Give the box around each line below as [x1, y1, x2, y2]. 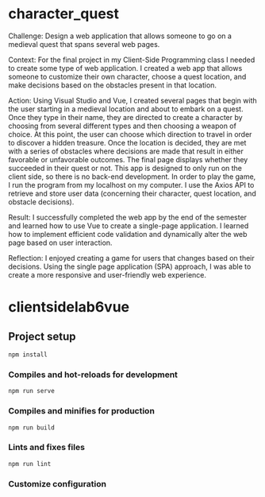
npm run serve [8, 387, 56, 395]
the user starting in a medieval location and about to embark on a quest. [8, 104, 244, 114]
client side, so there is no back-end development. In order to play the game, [8, 172, 256, 181]
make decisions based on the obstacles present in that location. [8, 80, 217, 90]
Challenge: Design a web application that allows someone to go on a [8, 31, 232, 41]
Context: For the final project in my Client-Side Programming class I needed [8, 55, 255, 64]
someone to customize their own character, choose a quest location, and [8, 72, 247, 81]
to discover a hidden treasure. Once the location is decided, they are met [8, 138, 247, 147]
